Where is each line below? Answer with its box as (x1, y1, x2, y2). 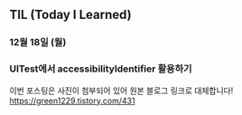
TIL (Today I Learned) (9, 7, 133, 23)
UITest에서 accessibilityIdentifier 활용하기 (9, 62, 192, 75)
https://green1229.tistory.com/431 (9, 95, 135, 106)
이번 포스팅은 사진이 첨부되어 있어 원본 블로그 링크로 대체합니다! (9, 85, 234, 96)
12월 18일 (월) (9, 36, 67, 49)
